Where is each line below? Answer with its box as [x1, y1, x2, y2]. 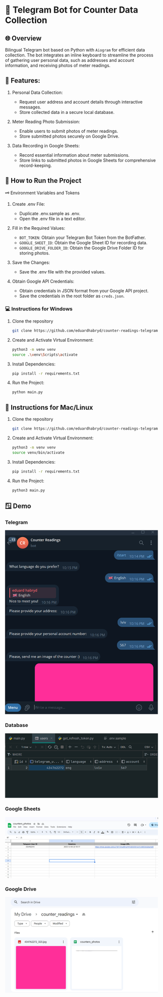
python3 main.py [12, 488, 45, 493]
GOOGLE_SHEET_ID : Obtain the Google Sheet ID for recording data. [19, 239, 148, 245]
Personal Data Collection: [12, 90, 63, 95]
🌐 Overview [5, 34, 42, 42]
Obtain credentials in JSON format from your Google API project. [19, 288, 149, 293]
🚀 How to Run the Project [5, 177, 81, 185]
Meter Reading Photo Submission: [12, 119, 80, 125]
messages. [19, 104, 41, 110]
